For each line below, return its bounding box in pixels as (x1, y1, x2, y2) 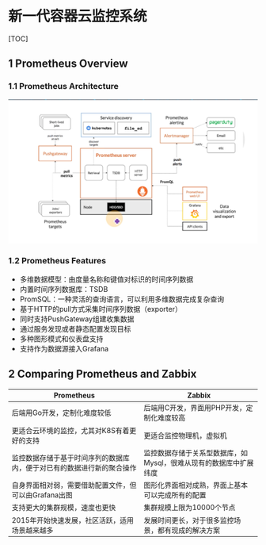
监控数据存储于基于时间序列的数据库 (11, 453, 130, 462)
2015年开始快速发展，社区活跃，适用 (11, 515, 135, 524)
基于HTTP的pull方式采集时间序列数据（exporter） (19, 304, 182, 313)
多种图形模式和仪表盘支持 (19, 334, 104, 344)
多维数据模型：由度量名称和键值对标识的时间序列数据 (19, 274, 194, 284)
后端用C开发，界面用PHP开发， (143, 403, 247, 413)
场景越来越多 (11, 525, 54, 535)
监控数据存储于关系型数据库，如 (143, 447, 248, 457)
